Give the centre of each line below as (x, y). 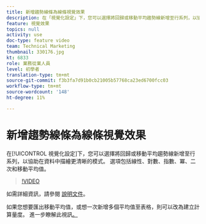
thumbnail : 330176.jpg (35, 52)
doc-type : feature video (38, 41)
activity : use (25, 35)
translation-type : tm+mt (38, 75)
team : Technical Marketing (41, 47)
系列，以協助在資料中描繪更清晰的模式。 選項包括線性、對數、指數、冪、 (98, 161)
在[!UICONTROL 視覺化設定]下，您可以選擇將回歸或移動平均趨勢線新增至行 (101, 153)
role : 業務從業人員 (29, 63)
